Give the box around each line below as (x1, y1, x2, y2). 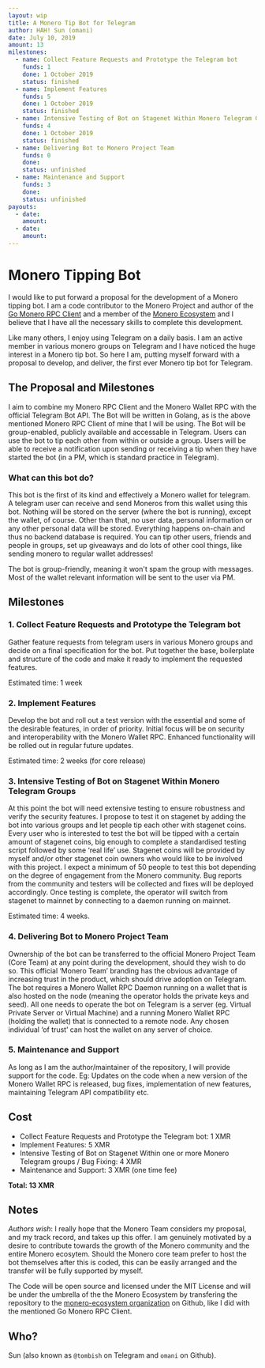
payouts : (8, 202, 37, 210)
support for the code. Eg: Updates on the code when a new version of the (8, 1071, 248, 1080)
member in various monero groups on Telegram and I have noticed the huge (8, 341, 256, 350)
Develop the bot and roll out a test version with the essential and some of (8, 715, 246, 724)
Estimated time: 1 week (8, 678, 83, 687)
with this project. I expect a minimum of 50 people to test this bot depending (8, 863, 256, 872)
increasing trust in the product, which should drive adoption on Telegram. (8, 974, 247, 984)
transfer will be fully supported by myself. (8, 1266, 144, 1275)
